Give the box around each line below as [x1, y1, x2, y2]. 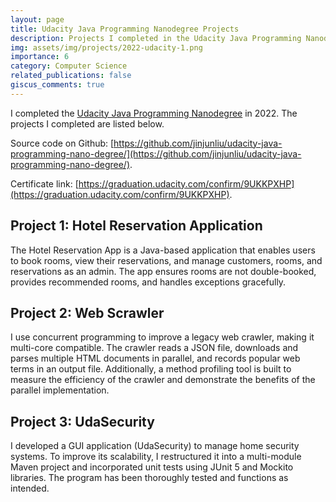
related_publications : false [10, 71, 132, 81]
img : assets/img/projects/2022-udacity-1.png [10, 42, 203, 53]
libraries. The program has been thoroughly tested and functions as [10, 472, 289, 484]
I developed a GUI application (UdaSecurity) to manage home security [10, 440, 300, 452]
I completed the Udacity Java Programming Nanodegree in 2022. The [10, 107, 298, 119]
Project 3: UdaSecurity [10, 413, 155, 430]
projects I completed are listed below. [10, 117, 165, 130]
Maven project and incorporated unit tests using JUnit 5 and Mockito [10, 461, 294, 473]
